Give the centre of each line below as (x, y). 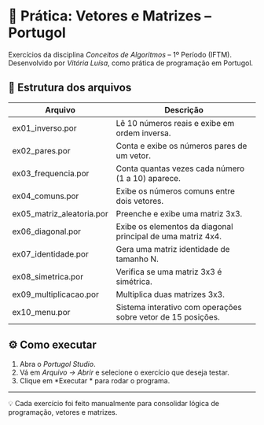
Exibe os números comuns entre (176, 190)
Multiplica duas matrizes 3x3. (170, 294)
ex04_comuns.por (46, 196)
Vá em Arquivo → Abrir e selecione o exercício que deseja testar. (124, 372)
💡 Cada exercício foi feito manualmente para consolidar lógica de (114, 403)
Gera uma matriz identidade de (173, 249)
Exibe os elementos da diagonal (174, 226)
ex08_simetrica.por (48, 276)
